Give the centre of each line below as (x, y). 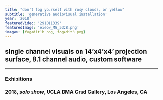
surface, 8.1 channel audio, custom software (73, 59)
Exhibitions (19, 79)
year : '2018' (18, 18)
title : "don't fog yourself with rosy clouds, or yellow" (65, 9)
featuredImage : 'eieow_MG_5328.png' (42, 28)
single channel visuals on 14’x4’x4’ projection (76, 52)
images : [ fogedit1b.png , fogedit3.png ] (45, 32)
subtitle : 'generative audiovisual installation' (56, 14)
